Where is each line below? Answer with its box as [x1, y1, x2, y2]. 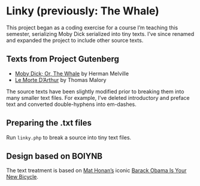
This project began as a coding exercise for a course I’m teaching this [6, 24, 178, 31]
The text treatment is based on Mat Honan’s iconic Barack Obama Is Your [6, 167, 187, 174]
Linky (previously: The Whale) [6, 4, 160, 18]
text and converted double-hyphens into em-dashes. [6, 100, 137, 108]
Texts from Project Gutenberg [6, 54, 120, 64]
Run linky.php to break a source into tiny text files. [6, 133, 132, 141]
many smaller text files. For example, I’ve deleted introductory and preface [6, 94, 190, 101]
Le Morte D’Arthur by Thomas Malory [14, 76, 107, 83]
